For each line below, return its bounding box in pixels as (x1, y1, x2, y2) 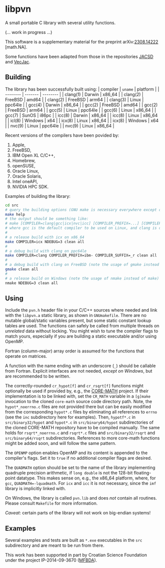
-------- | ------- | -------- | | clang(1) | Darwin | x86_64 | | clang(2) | (5, 91, 144, 97)
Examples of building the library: (5, 193, 71, 199)
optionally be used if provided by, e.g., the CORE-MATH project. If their (5, 388, 149, 394)
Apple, (12, 142, 26, 148)
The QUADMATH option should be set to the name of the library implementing (5, 465, 156, 471)
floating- (134, 470, 151, 476)
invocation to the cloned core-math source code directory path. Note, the (5, 399, 152, 405)
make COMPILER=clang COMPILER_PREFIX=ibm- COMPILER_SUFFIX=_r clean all (5, 253, 157, 258)
